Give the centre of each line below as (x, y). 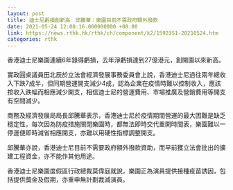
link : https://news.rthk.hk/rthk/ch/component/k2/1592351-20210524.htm (113, 33)
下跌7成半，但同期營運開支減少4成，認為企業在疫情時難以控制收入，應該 (117, 83)
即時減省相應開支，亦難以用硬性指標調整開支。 (92, 133)
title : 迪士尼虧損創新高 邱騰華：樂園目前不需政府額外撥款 (83, 20)
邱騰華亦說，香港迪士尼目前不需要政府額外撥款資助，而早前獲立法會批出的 (113, 148)
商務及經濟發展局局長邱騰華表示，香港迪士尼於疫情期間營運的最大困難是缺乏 (116, 116)
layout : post (26, 14)
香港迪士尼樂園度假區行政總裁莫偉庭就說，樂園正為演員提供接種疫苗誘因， (113, 171)
